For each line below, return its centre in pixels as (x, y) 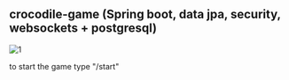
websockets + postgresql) (83, 29)
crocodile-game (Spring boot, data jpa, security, (145, 15)
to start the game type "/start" (64, 66)
